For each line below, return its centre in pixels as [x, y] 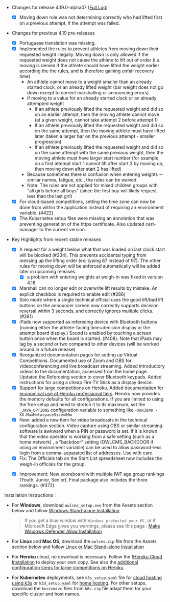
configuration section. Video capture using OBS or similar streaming [91, 426]
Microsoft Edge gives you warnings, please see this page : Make [92, 526]
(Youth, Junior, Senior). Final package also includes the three [83, 479]
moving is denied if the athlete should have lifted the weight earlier [89, 66]
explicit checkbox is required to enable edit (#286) [72, 294]
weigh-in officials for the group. [53, 464]
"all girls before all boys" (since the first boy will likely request [92, 191]
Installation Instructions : [30, 495]
